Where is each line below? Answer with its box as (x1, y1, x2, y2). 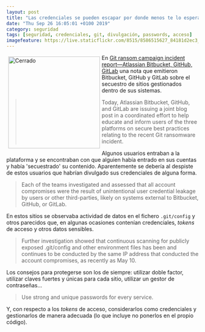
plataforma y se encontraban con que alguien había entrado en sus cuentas (6, 156, 197, 163)
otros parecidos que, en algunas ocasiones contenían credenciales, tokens (6, 219, 195, 226)
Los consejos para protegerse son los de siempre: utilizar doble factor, (6, 269, 184, 276)
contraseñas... (6, 282, 43, 289)
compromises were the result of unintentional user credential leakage (21, 187, 196, 195)
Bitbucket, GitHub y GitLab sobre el (101, 74, 190, 81)
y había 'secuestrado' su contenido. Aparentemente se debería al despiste (6, 163, 193, 170)
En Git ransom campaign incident (101, 55, 185, 61)
